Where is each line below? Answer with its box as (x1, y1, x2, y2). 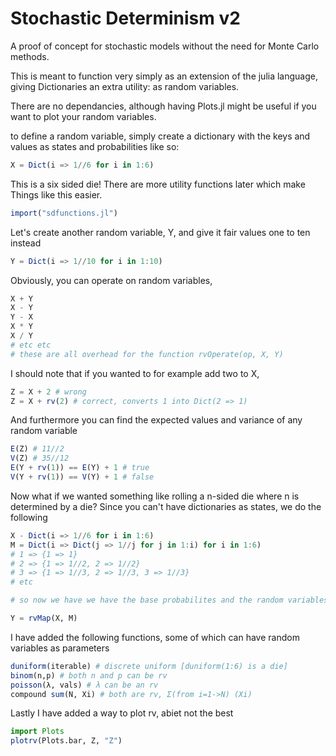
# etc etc (10, 340, 52, 350)
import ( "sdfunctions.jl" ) (10, 208, 118, 218)
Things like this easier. (10, 188, 103, 201)
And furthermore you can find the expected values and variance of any (10, 414, 303, 426)
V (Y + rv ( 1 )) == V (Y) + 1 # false (10, 472, 155, 482)
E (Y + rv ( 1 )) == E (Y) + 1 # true (10, 463, 150, 473)
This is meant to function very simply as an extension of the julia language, (10, 70, 319, 82)
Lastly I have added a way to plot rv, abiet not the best (10, 707, 234, 719)
